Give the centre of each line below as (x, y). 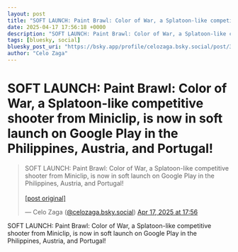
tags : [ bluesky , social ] (44, 40)
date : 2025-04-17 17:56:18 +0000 (57, 27)
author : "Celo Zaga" (38, 54)
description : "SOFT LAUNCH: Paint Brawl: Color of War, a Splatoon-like (117, 34)
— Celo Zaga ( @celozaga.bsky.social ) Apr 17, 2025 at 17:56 (111, 212)
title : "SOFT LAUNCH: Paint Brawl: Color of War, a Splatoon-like (107, 21)
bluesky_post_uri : (34, 47)
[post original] (45, 198)
